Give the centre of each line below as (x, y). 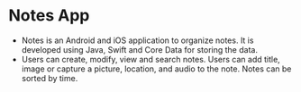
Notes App (49, 16)
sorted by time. (50, 78)
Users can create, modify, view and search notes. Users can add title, (150, 59)
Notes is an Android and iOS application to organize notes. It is (137, 40)
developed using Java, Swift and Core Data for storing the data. (140, 49)
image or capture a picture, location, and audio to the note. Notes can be (156, 69)
